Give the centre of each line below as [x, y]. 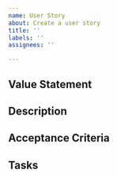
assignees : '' [32, 45]
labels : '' [26, 38]
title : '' [25, 30]
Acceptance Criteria [59, 139]
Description [38, 111]
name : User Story [37, 15]
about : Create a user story [55, 23]
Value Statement [50, 84]
